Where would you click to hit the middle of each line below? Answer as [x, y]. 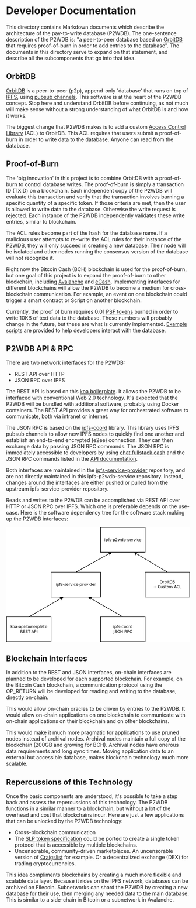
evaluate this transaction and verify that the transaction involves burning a [95, 197]
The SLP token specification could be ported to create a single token [97, 839]
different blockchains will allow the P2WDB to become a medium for [87, 287]
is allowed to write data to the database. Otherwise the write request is [91, 209]
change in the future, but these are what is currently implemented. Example [97, 324]
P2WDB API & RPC [40, 349]
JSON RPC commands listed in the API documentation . [72, 459]
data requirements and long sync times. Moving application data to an [90, 751]
